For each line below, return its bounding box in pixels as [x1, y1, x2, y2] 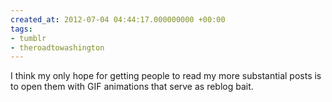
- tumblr [10, 33, 47, 43]
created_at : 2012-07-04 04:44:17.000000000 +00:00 [10, 14, 226, 25]
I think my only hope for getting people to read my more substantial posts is [10, 70, 322, 82]
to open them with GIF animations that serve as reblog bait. [10, 81, 254, 93]
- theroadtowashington [10, 42, 105, 53]
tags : [10, 24, 33, 34]
